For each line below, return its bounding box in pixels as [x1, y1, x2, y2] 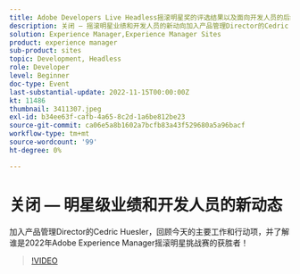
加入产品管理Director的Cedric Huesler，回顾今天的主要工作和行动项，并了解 [9, 226, 290, 237]
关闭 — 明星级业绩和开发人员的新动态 [9, 195, 283, 215]
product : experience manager [9, 37, 118, 47]
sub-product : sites [9, 46, 82, 55]
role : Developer [9, 63, 70, 72]
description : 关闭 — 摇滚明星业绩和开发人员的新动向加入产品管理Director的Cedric [9, 21, 289, 30]
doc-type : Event [9, 79, 70, 88]
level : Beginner [9, 71, 70, 80]
